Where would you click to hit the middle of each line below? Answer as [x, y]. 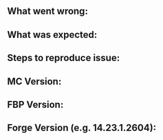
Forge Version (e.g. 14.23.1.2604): [82, 128]
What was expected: [52, 35]
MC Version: [34, 81]
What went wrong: [47, 11]
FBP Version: [35, 105]
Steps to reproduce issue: [64, 58]
